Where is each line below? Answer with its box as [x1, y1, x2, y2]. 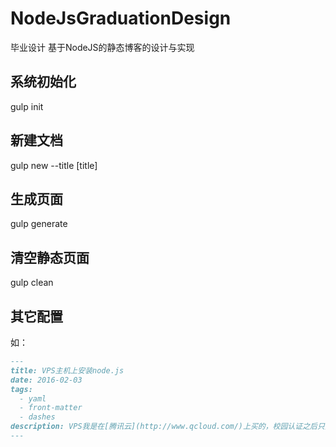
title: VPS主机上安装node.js [10, 365, 125, 376]
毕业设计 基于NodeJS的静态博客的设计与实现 [10, 41, 195, 53]
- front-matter [19, 403, 83, 413]
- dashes [19, 412, 56, 422]
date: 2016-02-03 [10, 375, 83, 385]
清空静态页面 [10, 249, 90, 266]
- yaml [19, 393, 47, 404]
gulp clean [10, 277, 54, 289]
